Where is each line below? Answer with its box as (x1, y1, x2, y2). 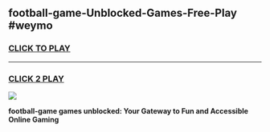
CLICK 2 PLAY (8, 73, 64, 84)
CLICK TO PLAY (8, 43, 71, 54)
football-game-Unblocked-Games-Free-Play (8, 6, 237, 20)
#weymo (8, 19, 54, 33)
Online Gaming (8, 114, 59, 124)
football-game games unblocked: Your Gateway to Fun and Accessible (8, 106, 249, 115)
